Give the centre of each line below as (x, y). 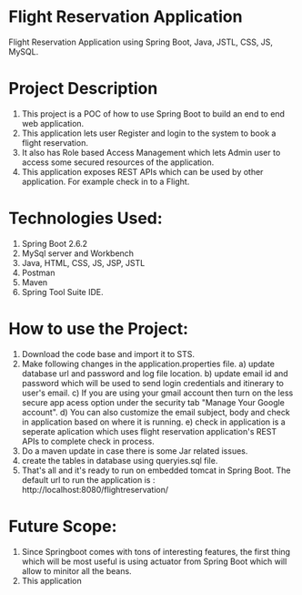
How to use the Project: (98, 329)
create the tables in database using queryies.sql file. (120, 460)
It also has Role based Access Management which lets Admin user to (151, 152)
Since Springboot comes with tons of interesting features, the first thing (156, 551)
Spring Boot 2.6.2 (55, 243)
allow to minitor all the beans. (77, 570)
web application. (53, 123)
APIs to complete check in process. (88, 441)
